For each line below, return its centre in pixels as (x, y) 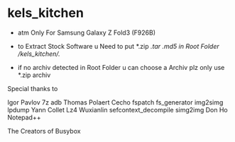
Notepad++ (24, 117)
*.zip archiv (34, 75)
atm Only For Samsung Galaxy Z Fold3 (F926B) (87, 32)
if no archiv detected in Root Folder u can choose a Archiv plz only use (121, 67)
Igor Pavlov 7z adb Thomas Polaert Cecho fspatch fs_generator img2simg (115, 102)
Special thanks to (33, 88)
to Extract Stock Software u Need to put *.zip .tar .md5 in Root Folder (118, 46)
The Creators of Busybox (44, 131)
